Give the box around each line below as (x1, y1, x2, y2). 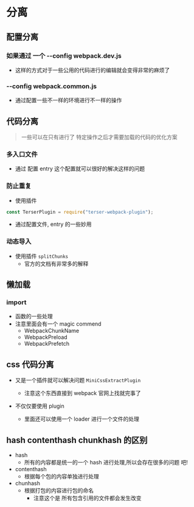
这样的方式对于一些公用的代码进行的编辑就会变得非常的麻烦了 (15, 66, 170, 74)
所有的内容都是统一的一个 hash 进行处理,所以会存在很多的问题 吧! (24, 459, 189, 466)
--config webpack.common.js (6, 82, 97, 90)
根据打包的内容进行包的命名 (24, 487, 94, 494)
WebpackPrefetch (24, 340, 70, 348)
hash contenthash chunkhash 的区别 (6, 435, 148, 445)
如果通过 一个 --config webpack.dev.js (6, 51, 122, 60)
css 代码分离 (6, 359, 54, 369)
